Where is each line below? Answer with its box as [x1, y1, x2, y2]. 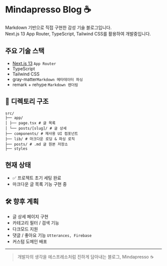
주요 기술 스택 [5, 47, 45, 55]
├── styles [5, 146, 28, 151]
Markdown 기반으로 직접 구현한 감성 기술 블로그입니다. [5, 24, 112, 30]
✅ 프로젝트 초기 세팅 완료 [12, 175, 62, 181]
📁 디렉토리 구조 [5, 97, 49, 106]
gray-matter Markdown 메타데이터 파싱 [12, 76, 83, 82]
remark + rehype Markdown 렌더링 [12, 81, 79, 87]
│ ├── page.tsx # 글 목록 [5, 120, 56, 125]
